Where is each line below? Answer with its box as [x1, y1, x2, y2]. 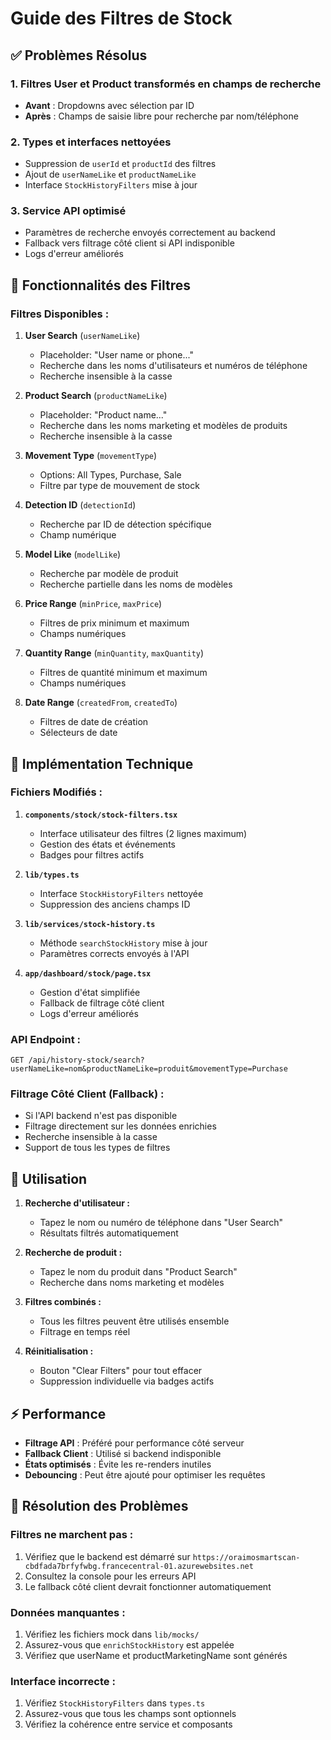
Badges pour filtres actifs [39, 848, 145, 861]
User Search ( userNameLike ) [24, 330, 141, 342]
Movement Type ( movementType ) [24, 450, 158, 462]
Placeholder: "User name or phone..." [39, 349, 194, 361]
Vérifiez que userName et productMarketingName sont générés [24, 1650, 288, 1662]
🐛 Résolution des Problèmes [10, 1498, 189, 1515]
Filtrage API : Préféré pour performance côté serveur [24, 1437, 245, 1449]
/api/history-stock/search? [28, 1055, 145, 1066]
